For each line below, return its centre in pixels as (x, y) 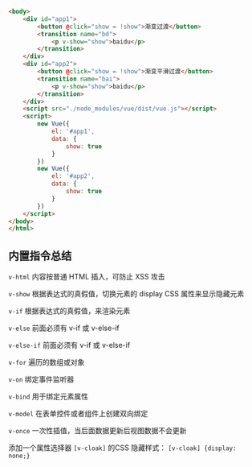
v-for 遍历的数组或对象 (47, 362)
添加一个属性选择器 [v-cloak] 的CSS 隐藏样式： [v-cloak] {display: (122, 448)
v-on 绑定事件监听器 (41, 379)
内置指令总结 (40, 256)
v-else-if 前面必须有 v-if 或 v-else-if (69, 345)
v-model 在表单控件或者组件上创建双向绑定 (78, 414)
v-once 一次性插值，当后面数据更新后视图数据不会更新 (98, 431)
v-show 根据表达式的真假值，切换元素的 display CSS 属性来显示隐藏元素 (126, 294)
